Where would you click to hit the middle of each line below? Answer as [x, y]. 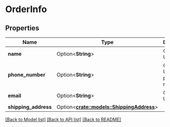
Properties [22, 28]
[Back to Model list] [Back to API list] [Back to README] [63, 119]
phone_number [27, 75]
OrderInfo [26, 9]
